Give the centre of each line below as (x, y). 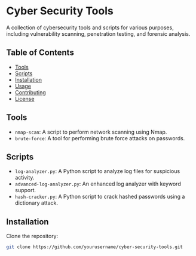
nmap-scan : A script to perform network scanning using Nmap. (91, 132)
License (24, 98)
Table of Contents (40, 53)
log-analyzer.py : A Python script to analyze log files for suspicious (97, 171)
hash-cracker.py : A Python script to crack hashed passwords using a (100, 197)
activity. (24, 178)
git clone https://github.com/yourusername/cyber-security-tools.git (95, 247)
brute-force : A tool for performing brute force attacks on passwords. (100, 138)
